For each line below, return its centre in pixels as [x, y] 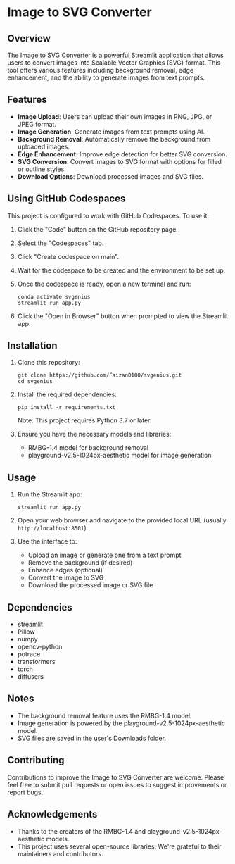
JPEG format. [37, 124]
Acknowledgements [52, 814]
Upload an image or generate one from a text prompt [104, 555]
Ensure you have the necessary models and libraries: [94, 434]
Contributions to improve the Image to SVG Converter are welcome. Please [116, 777]
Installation [32, 346]
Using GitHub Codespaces [66, 199]
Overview [29, 38]
